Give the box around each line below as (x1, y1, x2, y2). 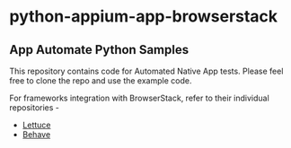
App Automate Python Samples (9, 42, 190, 57)
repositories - (9, 102, 60, 113)
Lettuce (22, 119, 51, 130)
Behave (22, 129, 51, 140)
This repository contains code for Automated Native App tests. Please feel (9, 65, 284, 76)
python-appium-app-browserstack (9, 6, 278, 27)
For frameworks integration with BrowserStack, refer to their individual (9, 92, 269, 103)
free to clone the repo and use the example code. (9, 75, 192, 86)
